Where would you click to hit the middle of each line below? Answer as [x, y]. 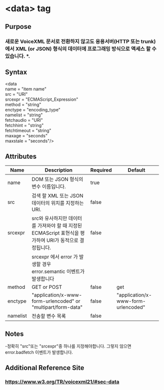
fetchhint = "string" [24, 126]
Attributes [21, 156]
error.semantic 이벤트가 [58, 272]
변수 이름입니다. [49, 187]
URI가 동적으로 [62, 240]
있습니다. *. [18, 56]
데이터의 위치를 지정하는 [58, 203]
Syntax [16, 72]
